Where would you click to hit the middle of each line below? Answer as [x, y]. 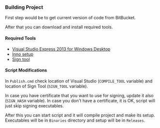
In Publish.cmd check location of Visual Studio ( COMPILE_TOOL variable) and [79, 81]
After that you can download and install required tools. [59, 27]
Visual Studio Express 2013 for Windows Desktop [61, 49]
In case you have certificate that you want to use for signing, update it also [79, 95]
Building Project [24, 7]
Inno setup [23, 54]
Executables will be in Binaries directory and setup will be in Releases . [75, 120]
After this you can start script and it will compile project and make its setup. [80, 115]
